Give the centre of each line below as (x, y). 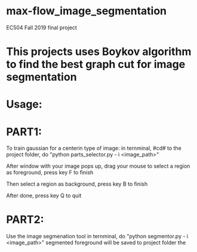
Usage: (24, 104)
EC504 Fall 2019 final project (42, 27)
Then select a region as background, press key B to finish (77, 184)
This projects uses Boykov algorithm (99, 52)
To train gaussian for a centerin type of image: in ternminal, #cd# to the (94, 148)
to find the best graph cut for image (96, 64)
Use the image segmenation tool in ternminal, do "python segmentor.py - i (97, 236)
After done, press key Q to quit (44, 196)
